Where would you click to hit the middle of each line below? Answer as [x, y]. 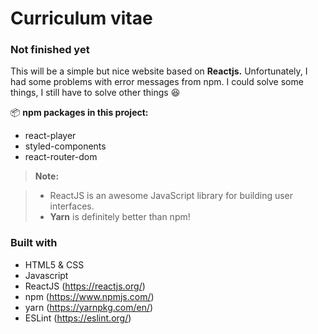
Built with [34, 243]
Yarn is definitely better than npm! [120, 217]
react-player [50, 136]
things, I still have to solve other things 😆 [95, 93]
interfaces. [72, 206]
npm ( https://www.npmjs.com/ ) [89, 296]
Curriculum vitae [81, 18]
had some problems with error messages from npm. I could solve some [157, 82]
